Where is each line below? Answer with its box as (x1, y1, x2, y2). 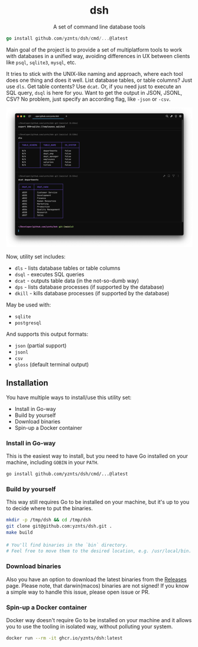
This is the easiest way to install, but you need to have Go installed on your (6, 452, 188, 460)
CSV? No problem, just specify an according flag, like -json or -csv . (6, 95, 171, 103)
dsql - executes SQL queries (14, 270, 85, 278)
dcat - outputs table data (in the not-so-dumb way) (14, 277, 139, 284)
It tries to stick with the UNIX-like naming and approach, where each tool (6, 70, 183, 77)
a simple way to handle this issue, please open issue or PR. (6, 588, 150, 595)
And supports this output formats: (6, 330, 89, 337)
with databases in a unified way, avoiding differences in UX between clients (6, 52, 190, 59)
